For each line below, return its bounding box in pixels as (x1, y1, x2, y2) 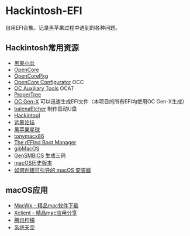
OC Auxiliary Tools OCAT (13, 85, 74, 92)
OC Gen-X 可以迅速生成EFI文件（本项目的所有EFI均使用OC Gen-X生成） (13, 98, 188, 105)
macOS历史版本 (13, 159, 53, 166)
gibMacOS (13, 145, 40, 152)
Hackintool (13, 112, 40, 119)
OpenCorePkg (13, 72, 49, 79)
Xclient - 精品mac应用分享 (13, 209, 77, 216)
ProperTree (13, 91, 42, 98)
